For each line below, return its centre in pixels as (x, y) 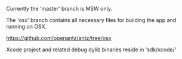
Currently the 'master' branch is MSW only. (59, 9)
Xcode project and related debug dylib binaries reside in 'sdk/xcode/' (91, 49)
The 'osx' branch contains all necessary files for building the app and (91, 20)
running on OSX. (27, 27)
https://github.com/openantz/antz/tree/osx (59, 38)
